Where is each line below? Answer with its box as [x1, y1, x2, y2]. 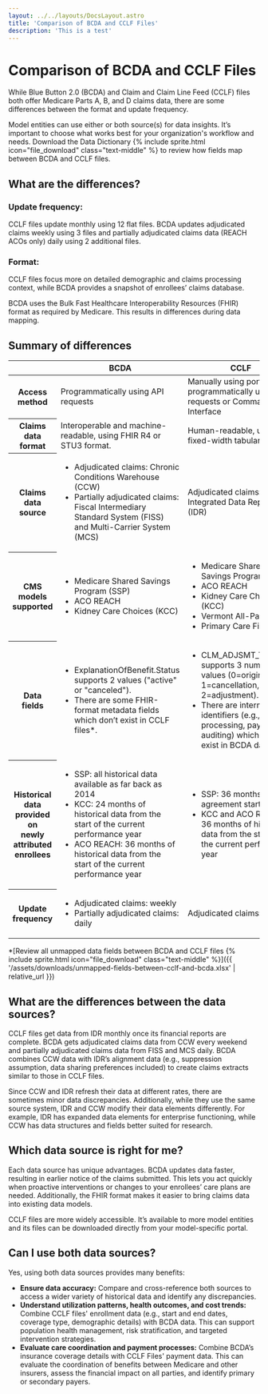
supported [12, 601, 53, 612]
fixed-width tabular [187, 435, 261, 446]
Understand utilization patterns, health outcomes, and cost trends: [19, 1300, 246, 1309]
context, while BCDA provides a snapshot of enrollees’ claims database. [8, 283, 245, 293]
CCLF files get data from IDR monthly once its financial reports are [8, 1028, 227, 1038]
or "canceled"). [74, 685, 132, 696]
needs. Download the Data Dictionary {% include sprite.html [8, 137, 206, 146]
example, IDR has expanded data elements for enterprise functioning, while [8, 1112, 256, 1121]
